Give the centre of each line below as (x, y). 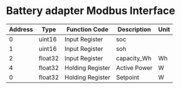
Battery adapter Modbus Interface (91, 11)
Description (134, 29)
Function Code (87, 29)
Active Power (134, 67)
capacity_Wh (134, 58)
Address (21, 29)
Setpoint (128, 77)
